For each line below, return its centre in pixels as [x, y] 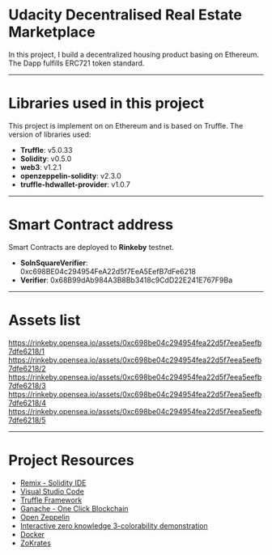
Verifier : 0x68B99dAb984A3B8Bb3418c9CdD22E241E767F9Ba [126, 280]
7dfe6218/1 [27, 351]
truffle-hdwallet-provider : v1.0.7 [75, 184]
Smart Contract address [91, 225]
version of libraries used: [50, 134]
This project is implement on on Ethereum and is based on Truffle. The [126, 125]
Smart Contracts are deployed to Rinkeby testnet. [91, 247]
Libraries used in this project [106, 104]
